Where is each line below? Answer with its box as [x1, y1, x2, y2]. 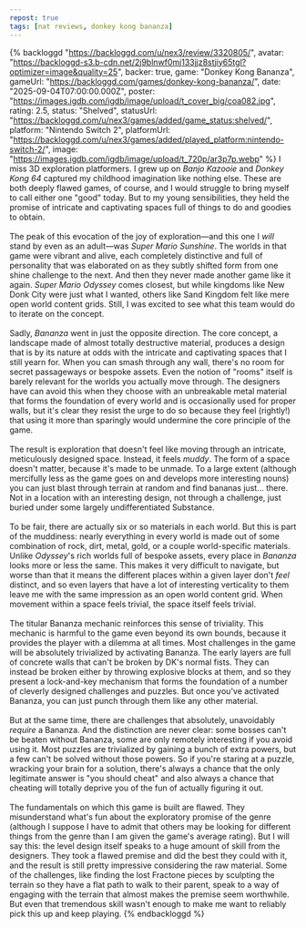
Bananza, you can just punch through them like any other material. [9, 695, 259, 706]
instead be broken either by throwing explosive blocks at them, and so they [9, 666, 291, 677]
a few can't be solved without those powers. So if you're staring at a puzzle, [9, 753, 295, 764]
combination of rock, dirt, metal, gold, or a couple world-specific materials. [9, 540, 291, 551]
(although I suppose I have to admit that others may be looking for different [9, 821, 291, 831]
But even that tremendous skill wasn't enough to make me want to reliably [9, 898, 287, 909]
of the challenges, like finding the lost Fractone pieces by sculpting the [9, 869, 275, 880]
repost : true [9, 13, 59, 23]
